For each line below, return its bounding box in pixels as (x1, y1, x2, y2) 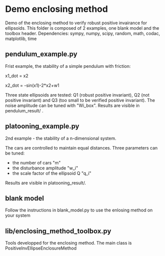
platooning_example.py (5, 122, 80, 131)
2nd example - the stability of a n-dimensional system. (5, 135, 116, 141)
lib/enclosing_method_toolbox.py (5, 227, 111, 235)
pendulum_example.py (5, 50, 78, 58)
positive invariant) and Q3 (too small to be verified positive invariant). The (5, 97, 155, 103)
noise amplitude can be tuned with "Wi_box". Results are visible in (5, 102, 140, 108)
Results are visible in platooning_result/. (5, 180, 86, 186)
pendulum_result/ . (5, 107, 44, 113)
